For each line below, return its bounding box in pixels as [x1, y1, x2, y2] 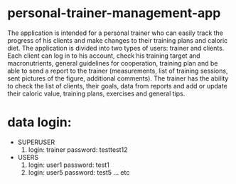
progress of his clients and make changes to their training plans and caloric [7, 36, 228, 44]
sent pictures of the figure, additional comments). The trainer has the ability [7, 73, 229, 83]
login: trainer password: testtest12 [28, 145, 128, 154]
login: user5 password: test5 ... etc [28, 168, 130, 176]
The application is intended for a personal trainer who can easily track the [7, 29, 224, 37]
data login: [7, 114, 73, 131]
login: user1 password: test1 [28, 160, 110, 169]
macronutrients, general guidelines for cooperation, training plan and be [7, 58, 218, 67]
